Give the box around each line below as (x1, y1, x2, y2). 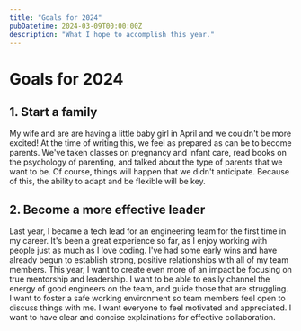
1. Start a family (9, 104, 98, 120)
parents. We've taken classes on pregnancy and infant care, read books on (9, 148, 288, 158)
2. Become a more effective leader (9, 201, 206, 217)
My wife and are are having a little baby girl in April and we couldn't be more (9, 128, 292, 139)
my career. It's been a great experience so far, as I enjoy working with (9, 236, 268, 246)
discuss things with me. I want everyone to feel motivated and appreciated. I (9, 302, 292, 313)
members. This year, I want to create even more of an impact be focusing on (9, 264, 292, 275)
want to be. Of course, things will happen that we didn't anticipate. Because (9, 166, 290, 177)
